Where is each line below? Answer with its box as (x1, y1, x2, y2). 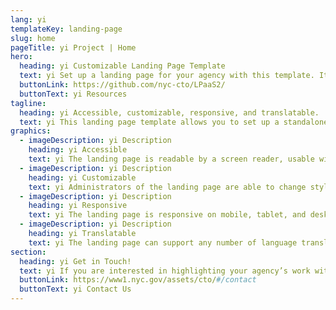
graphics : (10, 126, 52, 136)
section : (10, 247, 47, 257)
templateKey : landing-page (10, 24, 123, 34)
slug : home (10, 33, 56, 43)
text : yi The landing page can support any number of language (28, 237, 298, 248)
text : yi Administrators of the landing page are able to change (28, 182, 307, 192)
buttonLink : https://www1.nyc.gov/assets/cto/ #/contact (19, 275, 257, 285)
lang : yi (10, 14, 47, 25)
